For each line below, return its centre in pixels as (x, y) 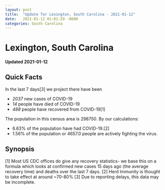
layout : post (18, 10)
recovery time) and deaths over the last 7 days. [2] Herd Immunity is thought (83, 171)
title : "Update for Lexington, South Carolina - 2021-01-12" (70, 14)
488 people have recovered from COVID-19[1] (59, 109)
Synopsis (20, 149)
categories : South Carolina (34, 23)
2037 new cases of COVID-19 (42, 99)
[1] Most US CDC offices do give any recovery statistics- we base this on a (81, 161)
